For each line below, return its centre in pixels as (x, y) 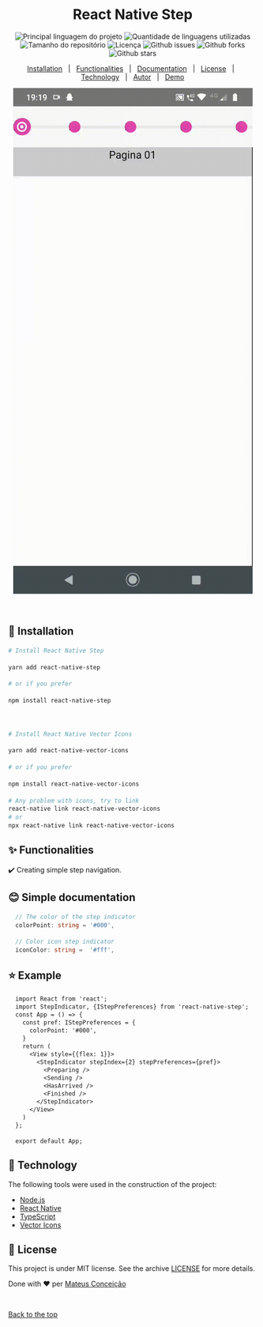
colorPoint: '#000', (63, 1030)
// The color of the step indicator (75, 917)
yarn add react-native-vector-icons (68, 751)
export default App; (49, 1141)
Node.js (32, 1200)
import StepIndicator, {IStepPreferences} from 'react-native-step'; (132, 1007)
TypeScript (38, 1216)
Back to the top (33, 1314)
